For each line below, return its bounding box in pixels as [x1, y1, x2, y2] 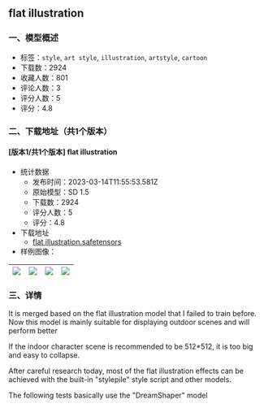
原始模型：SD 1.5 [32, 187, 89, 197]
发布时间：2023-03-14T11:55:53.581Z [32, 176, 158, 186]
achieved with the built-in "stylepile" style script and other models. [8, 375, 232, 384]
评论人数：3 [19, 83, 61, 93]
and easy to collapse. [8, 350, 80, 360]
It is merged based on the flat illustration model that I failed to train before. [8, 309, 258, 319]
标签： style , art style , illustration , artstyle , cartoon [19, 52, 208, 62]
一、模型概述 [8, 33, 59, 44]
